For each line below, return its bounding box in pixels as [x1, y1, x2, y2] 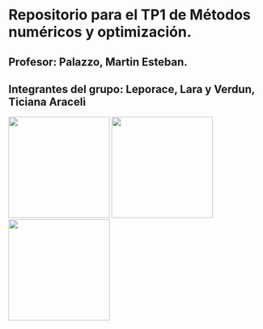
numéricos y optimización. [8, 23, 192, 41]
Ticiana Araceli [8, 95, 87, 108]
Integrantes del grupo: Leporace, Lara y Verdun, [8, 82, 255, 96]
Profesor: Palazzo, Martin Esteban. [8, 55, 188, 69]
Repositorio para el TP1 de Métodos [8, 6, 251, 24]
